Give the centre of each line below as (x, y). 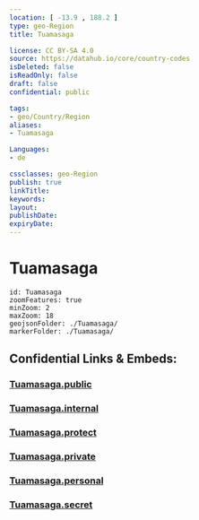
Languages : (30, 150)
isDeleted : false (42, 67)
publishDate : (34, 216)
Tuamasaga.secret (51, 505)
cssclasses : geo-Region (54, 174)
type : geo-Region (42, 26)
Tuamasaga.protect (53, 433)
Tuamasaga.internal (54, 409)
